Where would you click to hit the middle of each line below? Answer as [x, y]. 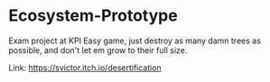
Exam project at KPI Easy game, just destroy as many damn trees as [135, 41]
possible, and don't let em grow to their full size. [98, 50]
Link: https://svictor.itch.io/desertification [85, 68]
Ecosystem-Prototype [93, 16]
